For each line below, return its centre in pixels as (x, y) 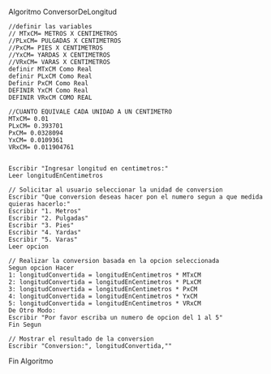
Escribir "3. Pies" (41, 226)
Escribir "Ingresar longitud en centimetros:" (88, 169)
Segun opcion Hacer (41, 268)
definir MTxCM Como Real (50, 69)
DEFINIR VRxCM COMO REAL (50, 97)
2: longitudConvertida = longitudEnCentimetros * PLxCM (105, 282)
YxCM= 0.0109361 (36, 140)
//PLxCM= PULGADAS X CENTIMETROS (65, 41)
